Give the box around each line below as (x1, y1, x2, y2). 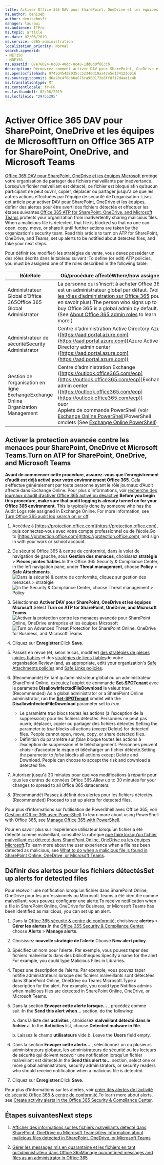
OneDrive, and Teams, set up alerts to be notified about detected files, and (5, 235, 155, 241)
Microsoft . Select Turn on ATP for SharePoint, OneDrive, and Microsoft (12, 604, 157, 610)
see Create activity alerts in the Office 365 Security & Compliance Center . (5, 1097, 153, 1103)
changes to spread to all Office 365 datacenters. (12, 782, 110, 788)
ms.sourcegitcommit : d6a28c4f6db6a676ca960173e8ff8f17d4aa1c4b (5, 76, 137, 80)
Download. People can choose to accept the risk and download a (19, 757, 151, 763)
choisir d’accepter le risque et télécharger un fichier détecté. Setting (19, 747, 156, 752)
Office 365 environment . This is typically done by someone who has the (5, 503, 151, 509)
